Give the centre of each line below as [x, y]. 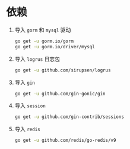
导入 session [30, 105]
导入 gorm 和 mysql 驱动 [43, 30]
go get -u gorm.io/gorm [44, 41]
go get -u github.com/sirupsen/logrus [63, 70]
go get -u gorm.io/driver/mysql [55, 46]
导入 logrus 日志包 [37, 59]
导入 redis [27, 129]
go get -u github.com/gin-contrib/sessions [69, 117]
